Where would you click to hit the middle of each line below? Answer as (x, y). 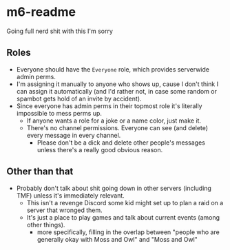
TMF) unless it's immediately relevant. (70, 195)
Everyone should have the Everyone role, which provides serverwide (113, 69)
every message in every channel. (74, 135)
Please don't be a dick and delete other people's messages (121, 143)
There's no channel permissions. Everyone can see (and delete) (117, 127)
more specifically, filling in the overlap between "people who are (128, 232)
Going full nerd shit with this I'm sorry (60, 31)
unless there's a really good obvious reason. (100, 149)
